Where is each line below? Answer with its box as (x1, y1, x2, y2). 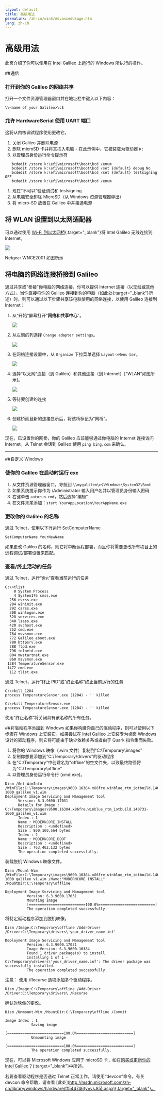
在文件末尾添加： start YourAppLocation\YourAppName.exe (12, 500, 127, 506)
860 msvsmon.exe (9, 657, 42, 662)
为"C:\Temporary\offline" (12, 766, 62, 772)
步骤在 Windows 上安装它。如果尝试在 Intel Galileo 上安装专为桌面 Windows (5, 731, 157, 737)
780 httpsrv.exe (9, 640, 42, 645)
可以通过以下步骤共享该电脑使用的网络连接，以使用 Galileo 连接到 (26, 296, 157, 302)
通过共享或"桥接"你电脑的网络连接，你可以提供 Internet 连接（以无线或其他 (5, 284, 155, 290)
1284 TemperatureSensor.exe (7, 661, 64, 666)
